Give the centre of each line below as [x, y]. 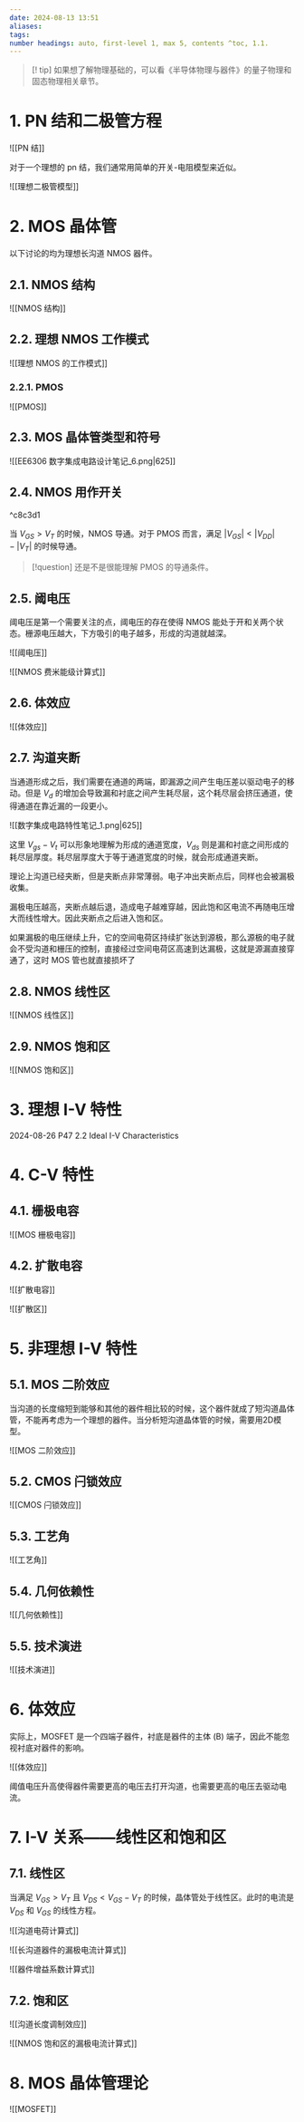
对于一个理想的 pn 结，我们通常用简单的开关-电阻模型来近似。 [125, 168]
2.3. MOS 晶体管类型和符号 [85, 437]
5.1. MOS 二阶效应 [60, 1385]
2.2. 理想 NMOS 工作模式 [79, 339]
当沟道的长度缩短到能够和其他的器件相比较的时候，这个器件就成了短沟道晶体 [152, 1408]
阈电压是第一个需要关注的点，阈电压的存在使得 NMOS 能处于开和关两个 [142, 622]
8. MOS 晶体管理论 [79, 2083]
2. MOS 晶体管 [63, 227]
